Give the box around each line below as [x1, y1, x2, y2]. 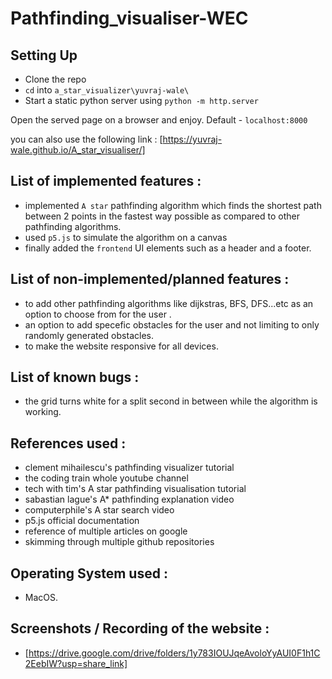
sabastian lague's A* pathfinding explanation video [24, 493, 235, 506]
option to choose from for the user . [24, 308, 172, 320]
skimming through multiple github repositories [24, 536, 215, 548]
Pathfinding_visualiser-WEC [10, 7, 249, 30]
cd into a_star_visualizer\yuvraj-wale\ [24, 84, 190, 96]
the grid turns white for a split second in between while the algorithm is [24, 395, 318, 407]
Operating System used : [10, 565, 168, 582]
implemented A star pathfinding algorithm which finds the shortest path [24, 199, 322, 211]
